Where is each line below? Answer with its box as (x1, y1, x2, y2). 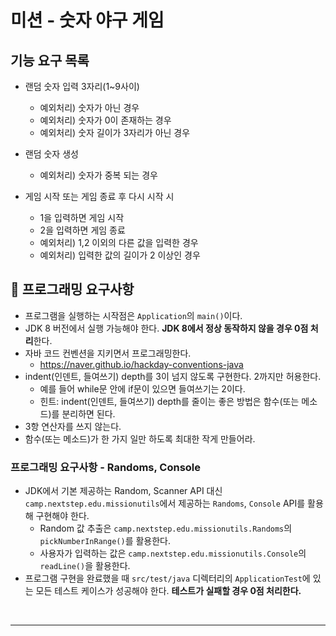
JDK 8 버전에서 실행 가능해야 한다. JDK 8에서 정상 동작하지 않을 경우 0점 (24, 322, 309, 334)
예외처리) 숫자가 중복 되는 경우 (39, 169, 158, 181)
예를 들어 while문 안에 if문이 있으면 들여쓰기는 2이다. (39, 382, 246, 395)
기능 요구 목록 (10, 52, 90, 69)
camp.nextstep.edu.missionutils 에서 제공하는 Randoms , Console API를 (24, 497, 306, 510)
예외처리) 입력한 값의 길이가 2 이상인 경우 (39, 249, 201, 261)
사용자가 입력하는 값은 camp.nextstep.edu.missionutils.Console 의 (39, 547, 307, 560)
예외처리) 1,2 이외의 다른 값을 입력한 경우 (39, 237, 199, 248)
